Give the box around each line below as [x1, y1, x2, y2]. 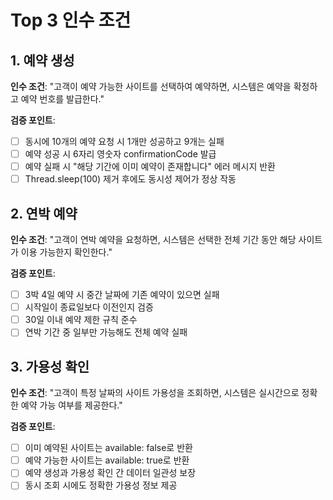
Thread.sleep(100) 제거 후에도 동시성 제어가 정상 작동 [24, 173, 237, 185]
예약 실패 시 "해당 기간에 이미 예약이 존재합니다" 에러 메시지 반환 [24, 161, 276, 173]
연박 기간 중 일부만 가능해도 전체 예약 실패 [24, 326, 188, 338]
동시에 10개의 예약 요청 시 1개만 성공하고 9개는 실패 [24, 136, 225, 147]
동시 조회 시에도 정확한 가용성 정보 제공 [24, 479, 178, 491]
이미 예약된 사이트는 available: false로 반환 [24, 442, 193, 454]
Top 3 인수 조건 [10, 9, 132, 32]
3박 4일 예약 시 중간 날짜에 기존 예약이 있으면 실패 [24, 289, 220, 301]
